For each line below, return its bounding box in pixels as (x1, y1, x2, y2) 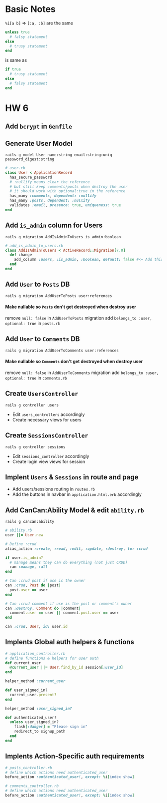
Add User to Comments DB (5, 335, 80, 343)
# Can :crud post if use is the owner (5, 578, 85, 583)
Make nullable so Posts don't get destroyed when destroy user (5, 304, 137, 310)
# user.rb (5, 166, 26, 171)
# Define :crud (5, 541, 37, 546)
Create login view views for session (12, 458, 85, 464)
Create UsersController (5, 390, 79, 398)
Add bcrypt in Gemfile (5, 122, 73, 131)
